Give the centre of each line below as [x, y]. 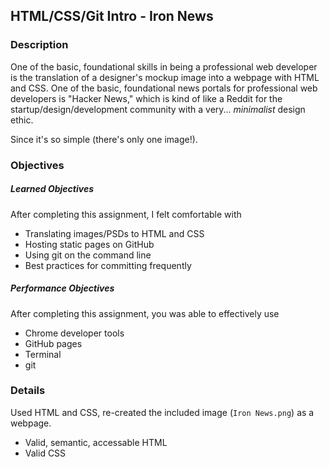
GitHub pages [53, 343]
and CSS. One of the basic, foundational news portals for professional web [164, 88]
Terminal [43, 354]
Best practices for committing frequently [108, 265]
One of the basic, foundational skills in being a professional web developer [164, 66]
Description [39, 45]
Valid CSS [45, 453]
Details [28, 391]
